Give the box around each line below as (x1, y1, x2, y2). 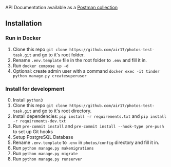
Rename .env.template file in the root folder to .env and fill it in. (12, 57, 147, 63)
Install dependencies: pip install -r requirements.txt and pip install (12, 113, 167, 119)
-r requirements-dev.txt (12, 118, 66, 123)
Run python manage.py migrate (12, 150, 78, 156)
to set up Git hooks (12, 128, 53, 135)
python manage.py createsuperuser (12, 73, 87, 78)
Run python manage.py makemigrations (12, 144, 94, 151)
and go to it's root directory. (32, 108, 91, 114)
